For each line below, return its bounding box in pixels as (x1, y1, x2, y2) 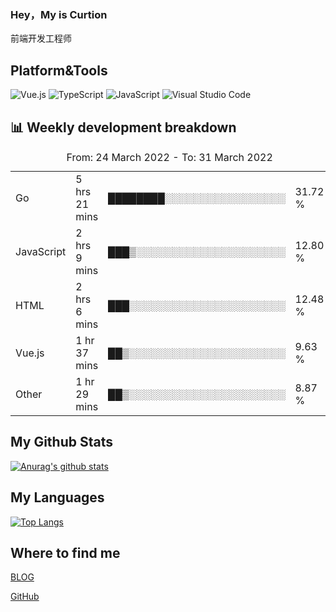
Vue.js (15, 346, 45, 360)
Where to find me (10, 544, 121, 561)
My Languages (10, 489, 105, 506)
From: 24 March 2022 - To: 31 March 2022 (66, 150, 273, 164)
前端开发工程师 (10, 32, 72, 45)
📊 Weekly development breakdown (10, 119, 237, 136)
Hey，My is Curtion (10, 7, 108, 21)
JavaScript (15, 244, 67, 258)
